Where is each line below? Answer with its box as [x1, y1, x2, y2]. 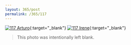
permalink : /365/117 [5, 12, 47, 16]
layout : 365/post [5, 7, 40, 12]
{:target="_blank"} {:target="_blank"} [29, 25, 126, 30]
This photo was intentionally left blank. [17, 34, 94, 40]
